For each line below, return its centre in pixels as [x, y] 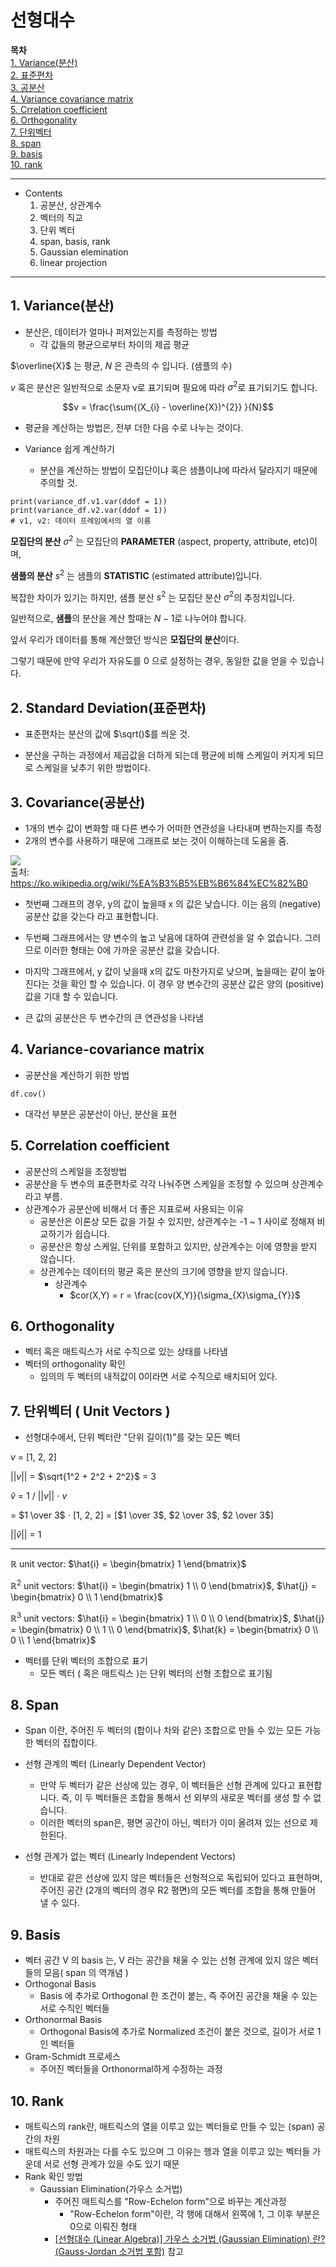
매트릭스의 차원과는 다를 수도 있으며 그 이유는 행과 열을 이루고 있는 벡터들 [167, 2151]
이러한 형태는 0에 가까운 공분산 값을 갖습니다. [131, 950]
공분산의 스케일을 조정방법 [76, 1171]
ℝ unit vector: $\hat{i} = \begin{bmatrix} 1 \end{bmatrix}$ [128, 1564]
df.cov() [28, 1094]
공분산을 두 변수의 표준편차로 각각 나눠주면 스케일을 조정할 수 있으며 [157, 1183]
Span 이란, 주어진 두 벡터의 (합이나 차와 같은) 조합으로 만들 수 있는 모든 [163, 1730]
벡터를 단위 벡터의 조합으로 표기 [86, 1660]
